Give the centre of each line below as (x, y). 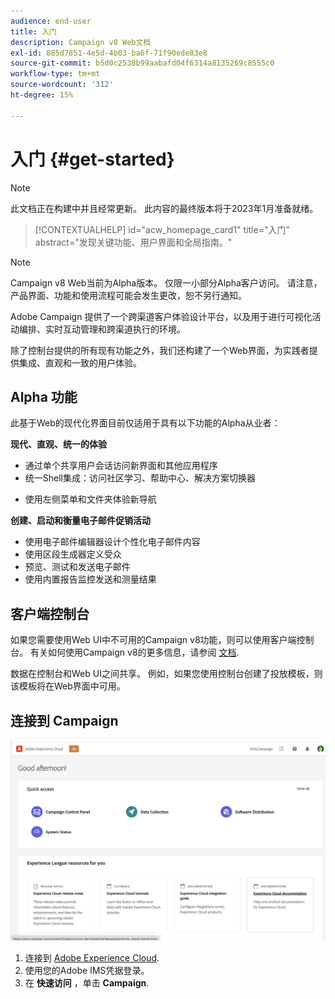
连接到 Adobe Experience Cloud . (92, 958)
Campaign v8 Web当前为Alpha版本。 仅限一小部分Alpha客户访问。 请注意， (166, 282)
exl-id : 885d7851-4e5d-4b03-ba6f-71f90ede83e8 (109, 53)
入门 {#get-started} (92, 159)
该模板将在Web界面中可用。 (68, 686)
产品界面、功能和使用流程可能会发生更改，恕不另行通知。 (128, 295)
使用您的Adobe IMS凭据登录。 (87, 971)
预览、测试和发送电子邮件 (77, 567)
